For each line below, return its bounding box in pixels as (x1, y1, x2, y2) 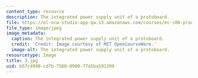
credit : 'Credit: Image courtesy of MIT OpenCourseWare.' (11, 42, 157, 48)
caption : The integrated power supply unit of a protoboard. (11, 36, 165, 42)
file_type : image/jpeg (6, 25, 62, 31)
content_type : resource (6, 8, 65, 15)
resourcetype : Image (6, 52, 57, 58)
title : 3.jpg (6, 57, 38, 63)
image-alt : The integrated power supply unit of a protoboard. (11, 47, 170, 53)
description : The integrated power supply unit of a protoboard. (6, 14, 170, 20)
